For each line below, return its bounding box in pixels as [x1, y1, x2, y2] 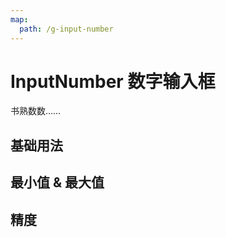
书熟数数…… [10, 105, 62, 117]
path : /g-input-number [19, 24, 114, 34]
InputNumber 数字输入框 [10, 70, 216, 93]
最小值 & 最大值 [10, 174, 105, 191]
